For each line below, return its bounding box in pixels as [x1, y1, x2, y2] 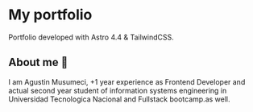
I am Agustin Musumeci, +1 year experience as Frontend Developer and [8, 77, 246, 86]
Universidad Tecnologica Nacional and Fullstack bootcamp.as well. [8, 94, 231, 104]
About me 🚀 [8, 56, 68, 69]
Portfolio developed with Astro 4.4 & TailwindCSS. [8, 32, 175, 42]
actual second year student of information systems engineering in [8, 85, 227, 95]
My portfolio [8, 6, 93, 24]
